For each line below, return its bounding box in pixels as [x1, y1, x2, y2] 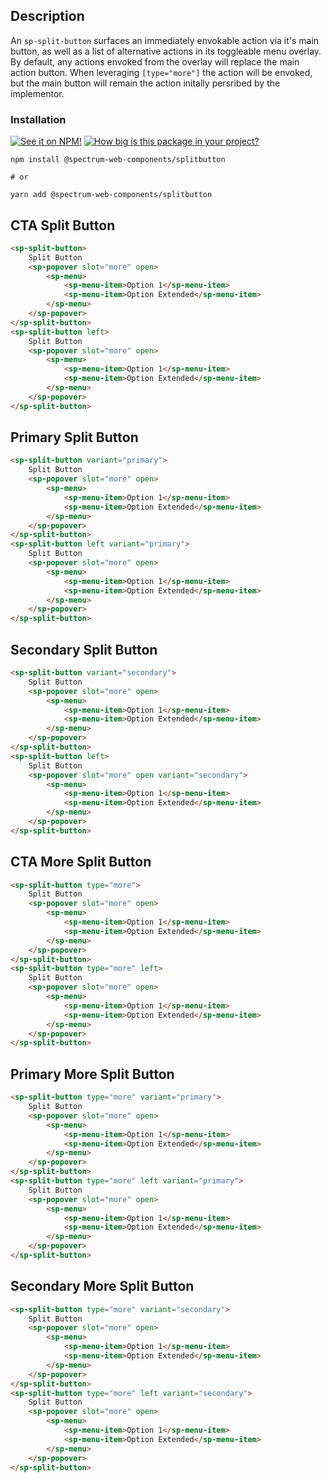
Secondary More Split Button [10, 1278, 195, 1295]
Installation [10, 112, 67, 126]
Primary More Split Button [10, 1065, 175, 1083]
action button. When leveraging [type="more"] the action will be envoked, [10, 66, 313, 78]
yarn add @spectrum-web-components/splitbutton [10, 190, 213, 200]
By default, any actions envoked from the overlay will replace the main [10, 55, 300, 68]
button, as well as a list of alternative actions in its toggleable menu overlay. [10, 45, 322, 57]
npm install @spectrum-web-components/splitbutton [10, 155, 226, 165]
